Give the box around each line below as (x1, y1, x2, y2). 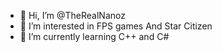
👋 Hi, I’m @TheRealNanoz (19, 10, 126, 21)
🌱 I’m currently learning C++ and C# (19, 31, 170, 42)
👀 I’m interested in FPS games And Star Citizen (19, 20, 213, 32)
